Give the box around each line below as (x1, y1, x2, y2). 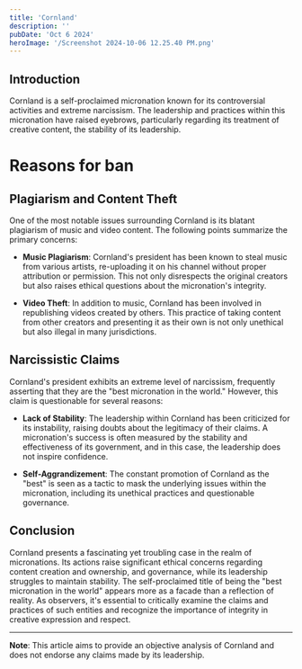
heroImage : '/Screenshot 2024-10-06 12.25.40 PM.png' (9, 38, 216, 48)
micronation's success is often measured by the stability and (22, 432, 248, 442)
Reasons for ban (9, 156, 135, 176)
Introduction (9, 71, 81, 86)
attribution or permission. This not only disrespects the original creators (22, 271, 289, 281)
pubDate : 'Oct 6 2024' (9, 30, 94, 39)
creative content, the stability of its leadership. (9, 124, 182, 135)
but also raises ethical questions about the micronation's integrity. (22, 281, 267, 291)
